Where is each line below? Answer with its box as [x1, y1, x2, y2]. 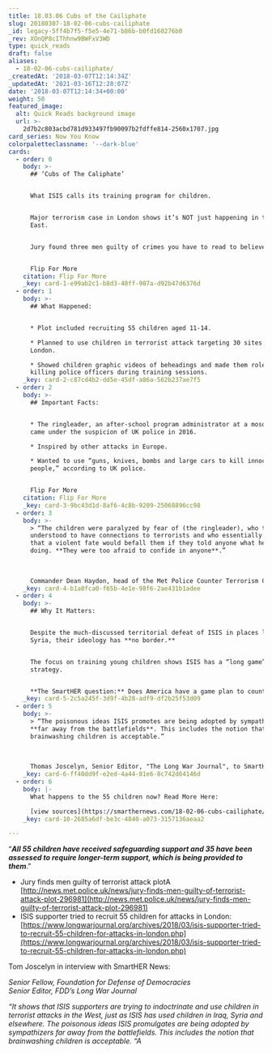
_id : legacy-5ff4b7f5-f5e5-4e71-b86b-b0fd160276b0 [8, 27, 183, 35]
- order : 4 [15, 592, 53, 600]
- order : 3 [15, 508, 53, 517]
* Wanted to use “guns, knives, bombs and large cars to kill [29, 457, 244, 465]
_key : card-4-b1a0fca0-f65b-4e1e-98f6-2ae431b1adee [23, 585, 201, 593]
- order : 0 [15, 155, 53, 163]
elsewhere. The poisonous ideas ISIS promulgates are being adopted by [8, 1019, 249, 1029]
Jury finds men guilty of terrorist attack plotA [19, 877, 172, 887]
